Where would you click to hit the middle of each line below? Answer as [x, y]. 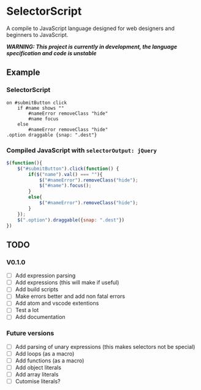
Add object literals [38, 368]
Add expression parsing [45, 276]
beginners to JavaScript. [37, 34]
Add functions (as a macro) [50, 361]
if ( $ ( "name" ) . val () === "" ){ [66, 174]
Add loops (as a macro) [45, 353]
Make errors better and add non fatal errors [70, 296]
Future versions [30, 334]
